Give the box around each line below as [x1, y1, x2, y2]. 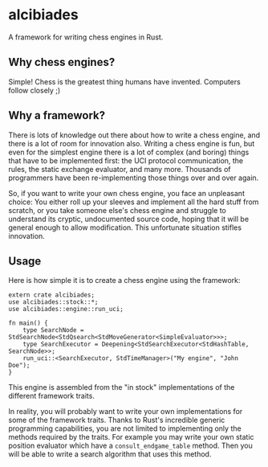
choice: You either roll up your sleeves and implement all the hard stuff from [8, 197, 259, 207]
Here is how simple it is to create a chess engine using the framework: [8, 276, 241, 285]
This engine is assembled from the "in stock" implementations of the [8, 383, 235, 392]
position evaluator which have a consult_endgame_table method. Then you [8, 440, 253, 451]
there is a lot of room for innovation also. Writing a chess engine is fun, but [8, 138, 255, 148]
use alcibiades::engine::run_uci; [8, 305, 124, 313]
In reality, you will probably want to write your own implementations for [8, 407, 243, 416]
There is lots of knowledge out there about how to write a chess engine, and [8, 130, 261, 140]
